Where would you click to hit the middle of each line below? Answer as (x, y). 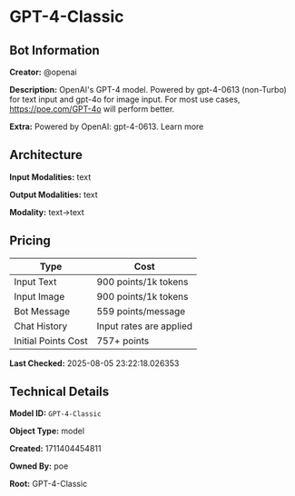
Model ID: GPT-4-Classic (55, 413)
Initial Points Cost (51, 341)
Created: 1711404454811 (55, 449)
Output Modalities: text (54, 194)
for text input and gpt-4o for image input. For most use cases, (125, 99)
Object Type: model (47, 431)
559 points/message (141, 311)
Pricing (30, 241)
